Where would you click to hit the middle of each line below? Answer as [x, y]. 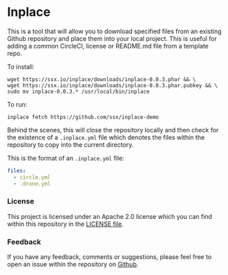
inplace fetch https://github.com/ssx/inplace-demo [83, 117]
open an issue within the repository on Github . [73, 265]
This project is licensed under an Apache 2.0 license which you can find [110, 216]
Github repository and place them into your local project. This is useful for [112, 38]
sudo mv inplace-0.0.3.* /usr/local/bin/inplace [78, 91]
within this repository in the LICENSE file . [65, 224]
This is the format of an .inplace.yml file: [66, 158]
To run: [17, 104]
